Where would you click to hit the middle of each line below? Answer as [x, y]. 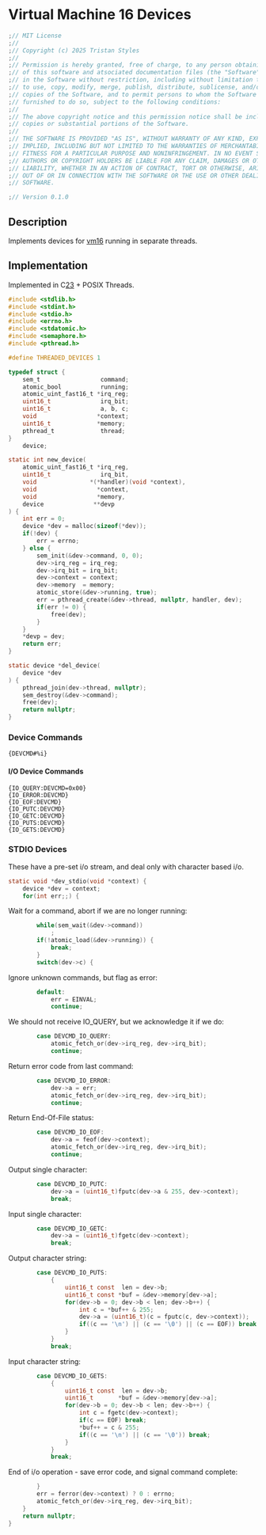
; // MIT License [35, 36]
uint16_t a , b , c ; [76, 409]
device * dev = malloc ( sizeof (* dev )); [85, 526]
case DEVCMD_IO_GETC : [72, 1229]
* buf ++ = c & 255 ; [109, 1427]
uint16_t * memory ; [74, 424]
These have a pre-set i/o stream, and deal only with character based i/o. [126, 866]
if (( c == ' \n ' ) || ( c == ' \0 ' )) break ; [145, 1434]
